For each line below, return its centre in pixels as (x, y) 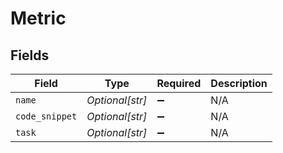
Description (239, 83)
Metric (38, 18)
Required (179, 83)
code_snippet (46, 116)
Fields (30, 55)
